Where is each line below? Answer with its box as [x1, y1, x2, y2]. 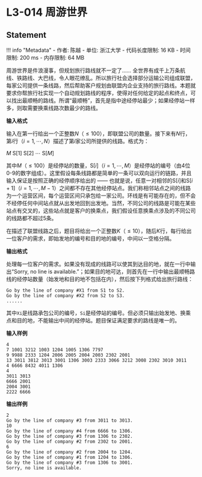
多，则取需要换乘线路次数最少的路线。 [6, 105, 101, 111]
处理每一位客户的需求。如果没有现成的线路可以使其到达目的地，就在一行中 [6, 260, 191, 268]
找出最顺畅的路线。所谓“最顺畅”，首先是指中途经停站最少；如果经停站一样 [11, 97, 195, 104]
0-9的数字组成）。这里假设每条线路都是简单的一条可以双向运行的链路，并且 [6, 170, 192, 176]
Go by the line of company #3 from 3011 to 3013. [6, 417, 133, 423]
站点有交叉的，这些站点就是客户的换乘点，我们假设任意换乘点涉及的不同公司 [6, 207, 196, 214]
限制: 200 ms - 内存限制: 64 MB [6, 54, 85, 61]
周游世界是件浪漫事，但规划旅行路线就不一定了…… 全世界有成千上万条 [6, 67, 180, 74]
